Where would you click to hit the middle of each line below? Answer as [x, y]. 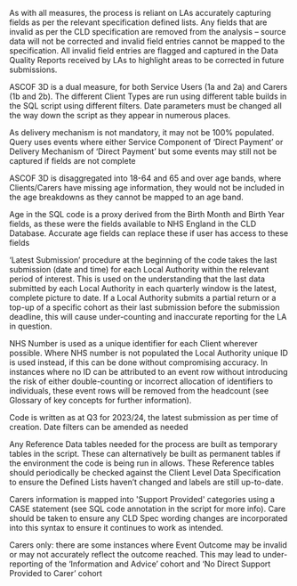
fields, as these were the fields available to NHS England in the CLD [133, 224]
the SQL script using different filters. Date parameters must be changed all [145, 106]
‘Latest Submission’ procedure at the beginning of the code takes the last [143, 260]
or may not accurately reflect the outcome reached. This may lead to [135, 554]
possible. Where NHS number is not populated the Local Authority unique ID [149, 353]
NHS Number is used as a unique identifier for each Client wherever [133, 343]
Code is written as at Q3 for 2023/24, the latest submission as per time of [144, 417]
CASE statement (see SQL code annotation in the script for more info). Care [148, 509]
